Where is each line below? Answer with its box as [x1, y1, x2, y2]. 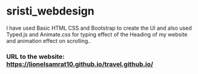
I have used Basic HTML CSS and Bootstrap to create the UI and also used [6, 24, 192, 32]
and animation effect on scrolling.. [6, 37, 91, 44]
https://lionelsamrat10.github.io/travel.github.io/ [6, 59, 153, 68]
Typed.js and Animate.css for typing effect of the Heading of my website [6, 30, 188, 38]
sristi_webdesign [6, 4, 95, 18]
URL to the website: [6, 52, 65, 61]
